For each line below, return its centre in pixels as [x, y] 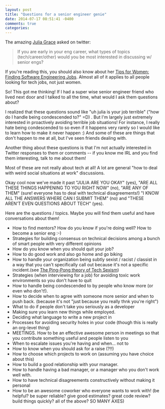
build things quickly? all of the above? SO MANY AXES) [68, 401]
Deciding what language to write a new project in [62, 317]
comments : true [21, 23]
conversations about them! [32, 218]
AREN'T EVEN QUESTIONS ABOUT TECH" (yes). [55, 204]
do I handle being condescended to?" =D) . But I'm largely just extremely [79, 117]
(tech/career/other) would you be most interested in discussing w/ [84, 57]
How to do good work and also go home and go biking [67, 254]
